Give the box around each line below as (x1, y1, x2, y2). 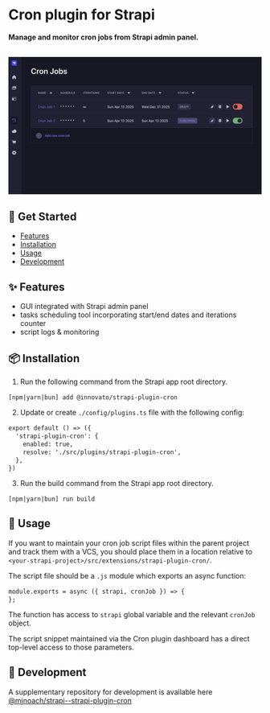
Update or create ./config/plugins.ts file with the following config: (19, 408, 245, 418)
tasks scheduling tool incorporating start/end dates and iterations (19, 310, 237, 319)
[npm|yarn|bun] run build (8, 495, 95, 504)
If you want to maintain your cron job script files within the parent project (8, 538, 249, 548)
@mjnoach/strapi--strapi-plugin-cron (8, 695, 133, 705)
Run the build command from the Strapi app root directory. (19, 479, 215, 488)
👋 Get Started (8, 210, 77, 223)
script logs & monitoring (19, 328, 100, 337)
